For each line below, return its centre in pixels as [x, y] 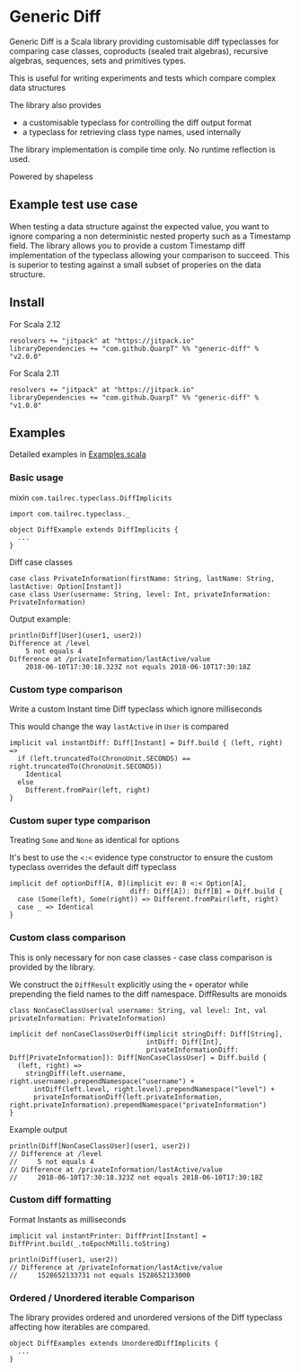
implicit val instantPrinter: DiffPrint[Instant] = [108, 1236]
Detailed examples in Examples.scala [78, 454]
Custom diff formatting [61, 1200]
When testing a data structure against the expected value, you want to [139, 226]
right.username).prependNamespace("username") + [102, 1081]
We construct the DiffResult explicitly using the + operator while [129, 984]
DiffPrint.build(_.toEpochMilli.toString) [90, 1243]
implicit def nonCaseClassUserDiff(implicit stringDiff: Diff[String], [146, 1034]
